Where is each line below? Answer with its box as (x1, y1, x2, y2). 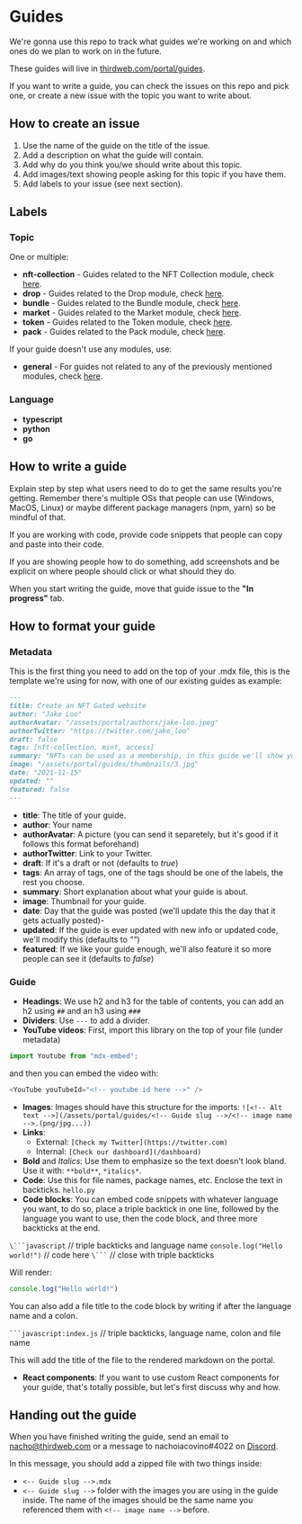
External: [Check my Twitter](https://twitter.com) (35, 1136, 228, 1147)
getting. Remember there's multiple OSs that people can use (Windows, (9, 492, 275, 503)
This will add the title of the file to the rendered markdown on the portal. (9, 1354, 276, 1365)
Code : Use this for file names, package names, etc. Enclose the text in (22, 1174, 283, 1185)
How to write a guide (9, 459, 128, 474)
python (22, 423, 51, 434)
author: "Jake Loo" (9, 709, 83, 719)
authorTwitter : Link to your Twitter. (22, 847, 153, 858)
